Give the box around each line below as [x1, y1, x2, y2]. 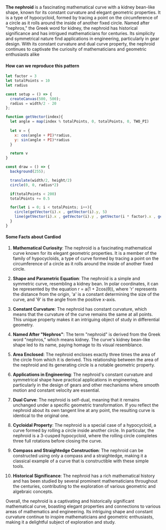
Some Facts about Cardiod [5, 234, 61, 240]
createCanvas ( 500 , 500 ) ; [10, 96, 61, 101]
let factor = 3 [5, 74, 37, 79]
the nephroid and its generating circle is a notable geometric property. [12, 362, 156, 368]
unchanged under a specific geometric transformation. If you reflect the [12, 402, 159, 408]
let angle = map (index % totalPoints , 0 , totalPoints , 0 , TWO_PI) [10, 119, 149, 124]
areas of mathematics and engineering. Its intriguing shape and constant [5, 509, 153, 515]
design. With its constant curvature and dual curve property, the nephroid [5, 41, 155, 46]
